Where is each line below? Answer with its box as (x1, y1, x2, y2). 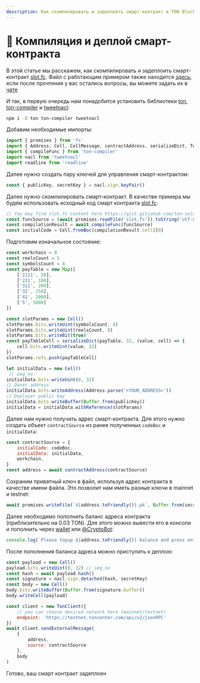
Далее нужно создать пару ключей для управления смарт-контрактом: (6, 171, 189, 178)
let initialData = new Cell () (6, 365, 82, 372)
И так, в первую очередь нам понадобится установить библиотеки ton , (6, 97, 188, 104)
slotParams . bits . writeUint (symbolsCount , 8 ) (6, 322, 118, 327)
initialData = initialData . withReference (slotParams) (6, 404, 143, 410)
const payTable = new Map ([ (6, 266, 76, 272)
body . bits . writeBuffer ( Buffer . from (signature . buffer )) (6, 587, 145, 594)
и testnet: (6, 490, 30, 498)
